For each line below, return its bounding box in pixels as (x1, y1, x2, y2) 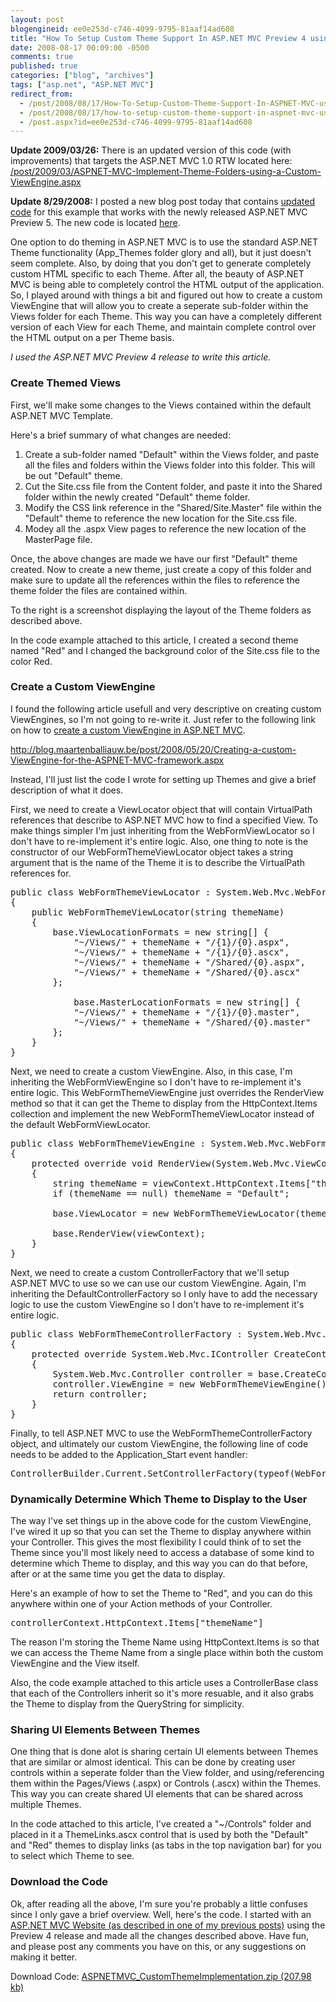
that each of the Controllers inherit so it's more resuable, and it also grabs (10, 1687, 314, 1700)
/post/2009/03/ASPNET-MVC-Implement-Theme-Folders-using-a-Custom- (10, 166, 322, 178)
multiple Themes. (10, 1799, 82, 1811)
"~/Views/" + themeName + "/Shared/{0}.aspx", (73, 956, 307, 968)
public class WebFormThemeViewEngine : (10, 1137, 206, 1149)
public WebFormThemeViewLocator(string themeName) (31, 906, 285, 918)
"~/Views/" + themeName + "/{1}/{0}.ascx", (73, 946, 290, 958)
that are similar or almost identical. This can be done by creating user (10, 1756, 296, 1768)
